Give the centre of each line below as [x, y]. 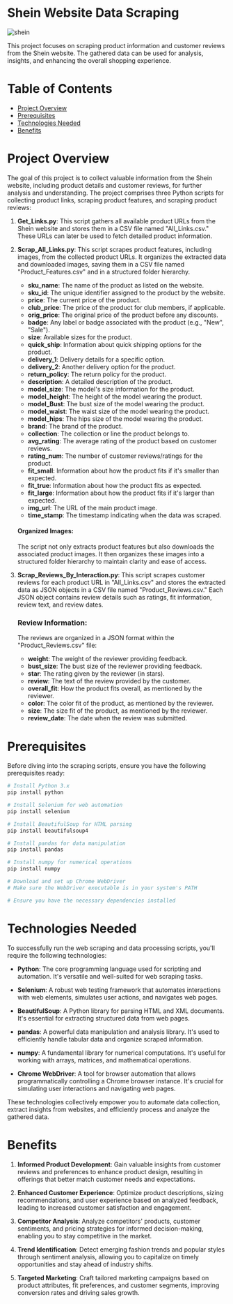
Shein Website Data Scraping [93, 13]
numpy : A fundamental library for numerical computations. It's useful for [121, 1053]
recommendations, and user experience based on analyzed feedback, [118, 1200]
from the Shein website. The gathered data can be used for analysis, [105, 53]
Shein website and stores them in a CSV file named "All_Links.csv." [113, 228]
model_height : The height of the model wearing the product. [115, 397]
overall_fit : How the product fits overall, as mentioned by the [115, 688]
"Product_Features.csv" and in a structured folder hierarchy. [104, 272]
